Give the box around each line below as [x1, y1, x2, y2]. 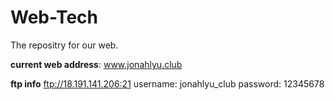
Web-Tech [10, 6, 99, 29]
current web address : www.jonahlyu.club [10, 58, 183, 70]
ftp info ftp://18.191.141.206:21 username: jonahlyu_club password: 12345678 [10, 77, 325, 90]
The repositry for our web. [10, 39, 119, 51]
